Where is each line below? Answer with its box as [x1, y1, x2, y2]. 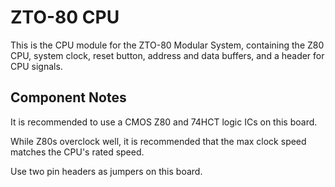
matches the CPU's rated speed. [10, 146, 145, 158]
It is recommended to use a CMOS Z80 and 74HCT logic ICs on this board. [10, 116, 318, 128]
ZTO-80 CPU [10, 6, 120, 29]
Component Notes [10, 89, 127, 106]
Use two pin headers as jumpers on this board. [10, 165, 203, 177]
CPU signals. [10, 60, 63, 72]
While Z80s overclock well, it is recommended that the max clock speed [10, 135, 307, 147]
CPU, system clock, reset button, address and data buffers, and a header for [10, 49, 325, 61]
